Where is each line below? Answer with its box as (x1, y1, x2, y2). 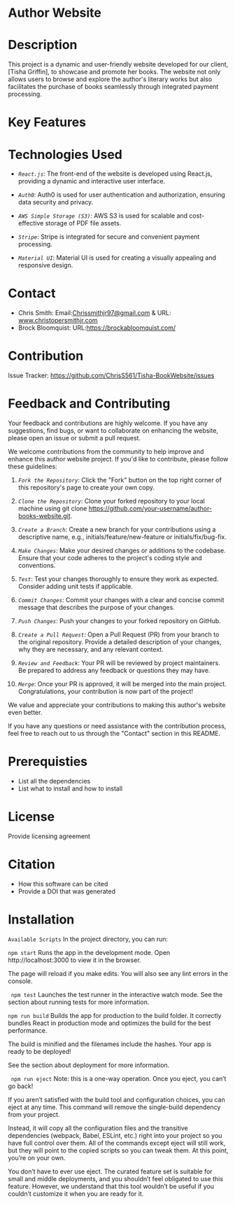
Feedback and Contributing (8, 396, 171, 412)
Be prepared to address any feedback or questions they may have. (17, 667, 211, 675)
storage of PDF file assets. (45, 219, 122, 228)
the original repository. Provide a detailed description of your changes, (17, 638, 222, 646)
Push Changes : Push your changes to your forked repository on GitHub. (17, 617, 221, 625)
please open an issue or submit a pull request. (8, 434, 141, 443)
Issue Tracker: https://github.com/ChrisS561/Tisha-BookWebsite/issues (8, 371, 215, 379)
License (8, 809, 55, 825)
